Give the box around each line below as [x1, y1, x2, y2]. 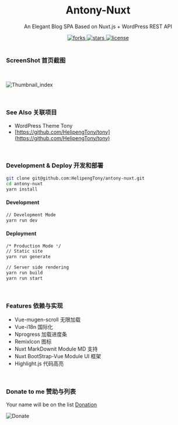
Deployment [6, 230, 37, 237]
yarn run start [6, 275, 43, 281]
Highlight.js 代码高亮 [14, 360, 64, 367]
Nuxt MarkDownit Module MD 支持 [14, 345, 98, 352]
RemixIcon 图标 [14, 338, 52, 345]
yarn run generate [6, 254, 51, 260]
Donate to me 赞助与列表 [6, 387, 76, 396]
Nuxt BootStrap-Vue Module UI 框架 [14, 353, 102, 360]
